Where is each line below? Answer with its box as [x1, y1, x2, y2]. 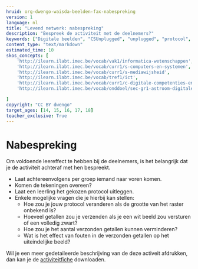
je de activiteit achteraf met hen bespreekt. [6, 164, 111, 171]
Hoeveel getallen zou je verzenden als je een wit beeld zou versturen [23, 213, 192, 221]
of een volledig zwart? [23, 219, 78, 226]
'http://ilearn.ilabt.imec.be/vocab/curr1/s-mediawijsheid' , [16, 69, 170, 75]
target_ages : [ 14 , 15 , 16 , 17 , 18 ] [6, 107, 94, 113]
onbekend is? [23, 207, 57, 214]
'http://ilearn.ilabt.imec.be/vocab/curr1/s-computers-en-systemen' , [16, 63, 192, 70]
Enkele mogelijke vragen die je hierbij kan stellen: [14, 195, 134, 202]
